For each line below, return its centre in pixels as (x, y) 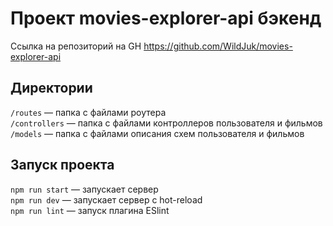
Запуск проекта (62, 165)
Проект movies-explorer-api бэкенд (166, 18)
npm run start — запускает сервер (84, 189)
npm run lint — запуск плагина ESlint (90, 210)
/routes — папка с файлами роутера (88, 112)
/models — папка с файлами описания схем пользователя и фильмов (157, 133)
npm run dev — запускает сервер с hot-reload (106, 199)
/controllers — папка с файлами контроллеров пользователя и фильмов (166, 123)
